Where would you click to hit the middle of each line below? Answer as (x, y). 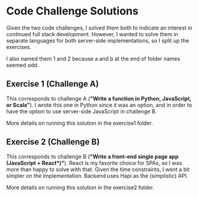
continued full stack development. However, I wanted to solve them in (92, 34)
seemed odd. (22, 65)
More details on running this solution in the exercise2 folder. (80, 187)
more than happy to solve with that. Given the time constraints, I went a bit (98, 169)
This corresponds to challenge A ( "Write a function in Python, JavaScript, (99, 98)
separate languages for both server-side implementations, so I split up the (98, 40)
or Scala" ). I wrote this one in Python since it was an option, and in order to (99, 105)
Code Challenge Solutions (73, 11)
